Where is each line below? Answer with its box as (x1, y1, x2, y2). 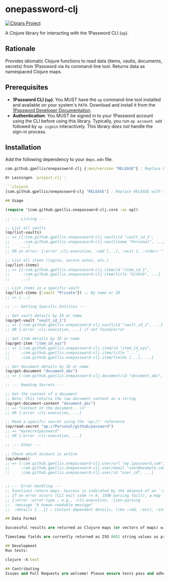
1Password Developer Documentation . (12, 107, 92, 113)
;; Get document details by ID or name (5, 364, 89, 369)
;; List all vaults (5, 225, 46, 230)
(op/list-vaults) (5, 230, 42, 235)
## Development (5, 543, 37, 548)
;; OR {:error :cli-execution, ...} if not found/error (5, 327, 125, 333)
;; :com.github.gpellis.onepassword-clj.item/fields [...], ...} (5, 355, 154, 360)
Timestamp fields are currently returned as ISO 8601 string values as (5, 534, 158, 539)
